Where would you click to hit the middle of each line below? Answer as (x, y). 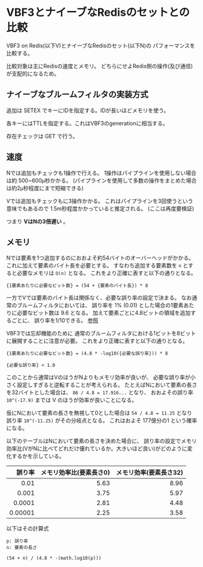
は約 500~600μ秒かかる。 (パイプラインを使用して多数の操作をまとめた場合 (101, 180)
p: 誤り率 (17, 541)
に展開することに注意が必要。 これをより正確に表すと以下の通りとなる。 (97, 341)
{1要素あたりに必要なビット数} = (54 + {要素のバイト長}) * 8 (77, 286)
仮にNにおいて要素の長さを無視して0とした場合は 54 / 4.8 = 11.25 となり (99, 413)
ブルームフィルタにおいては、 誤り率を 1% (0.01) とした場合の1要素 (100, 305)
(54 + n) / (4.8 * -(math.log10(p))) (54, 559)
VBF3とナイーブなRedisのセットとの (98, 12)
